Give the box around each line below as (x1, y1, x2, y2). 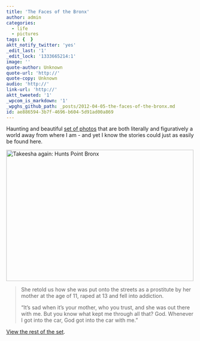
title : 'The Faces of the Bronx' (6, 8, 90, 15)
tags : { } (6, 36, 34, 42)
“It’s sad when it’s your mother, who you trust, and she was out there (20, 304, 190, 311)
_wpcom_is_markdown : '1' (6, 98, 68, 103)
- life (11, 25, 28, 32)
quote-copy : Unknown (6, 75, 58, 81)
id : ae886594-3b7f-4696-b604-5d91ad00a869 (6, 109, 114, 115)
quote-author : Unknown (6, 64, 63, 71)
